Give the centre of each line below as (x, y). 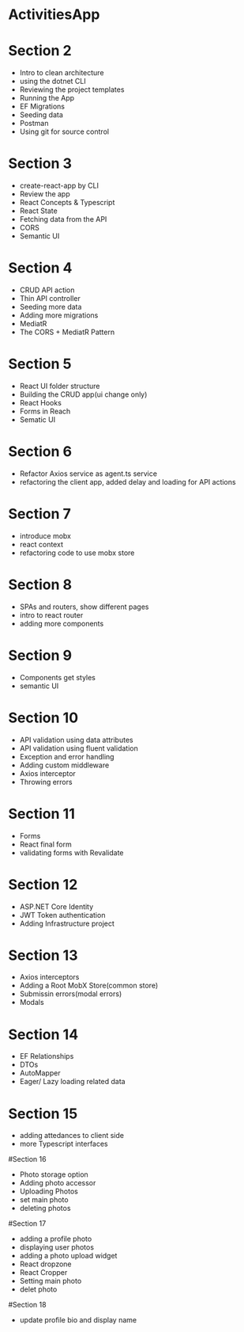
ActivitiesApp (54, 15)
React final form (46, 844)
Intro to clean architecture (62, 73)
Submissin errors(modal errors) (71, 994)
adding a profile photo (56, 1239)
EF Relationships (47, 1056)
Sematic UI (38, 419)
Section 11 (41, 814)
